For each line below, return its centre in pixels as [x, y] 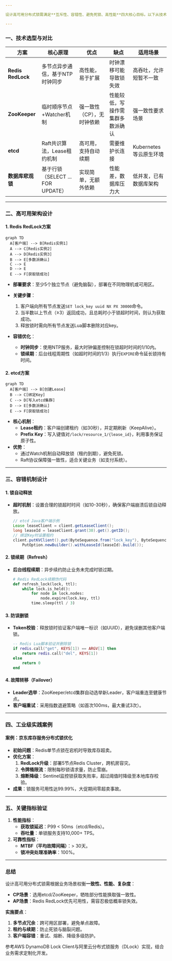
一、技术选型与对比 [29, 38]
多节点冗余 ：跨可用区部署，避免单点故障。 [58, 923]
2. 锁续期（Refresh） [28, 557]
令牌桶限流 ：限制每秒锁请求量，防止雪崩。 [65, 769]
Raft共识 [52, 143]
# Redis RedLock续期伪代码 [39, 579]
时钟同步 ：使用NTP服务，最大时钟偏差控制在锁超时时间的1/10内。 [90, 348]
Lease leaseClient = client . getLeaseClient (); [63, 526]
